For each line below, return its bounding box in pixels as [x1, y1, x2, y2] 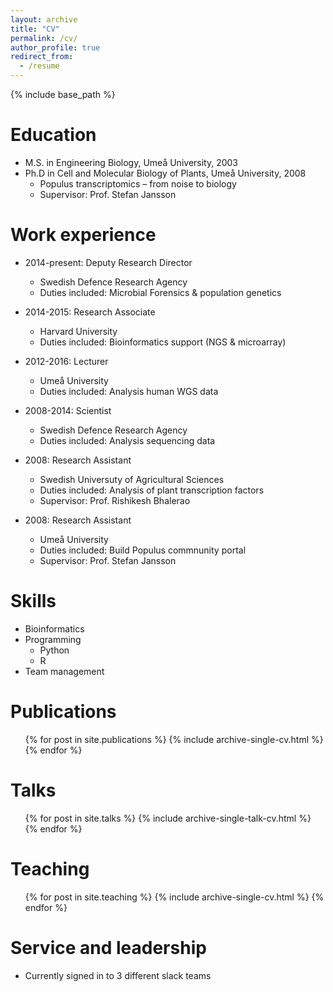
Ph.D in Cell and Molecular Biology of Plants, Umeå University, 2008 [24, 167, 307, 179]
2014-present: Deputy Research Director [24, 256, 193, 268]
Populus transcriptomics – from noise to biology [39, 177, 237, 190]
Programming [24, 633, 82, 645]
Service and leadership [10, 936, 207, 959]
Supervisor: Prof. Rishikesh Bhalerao [39, 494, 191, 506]
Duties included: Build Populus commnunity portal [39, 544, 247, 556]
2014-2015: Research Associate [24, 306, 156, 318]
